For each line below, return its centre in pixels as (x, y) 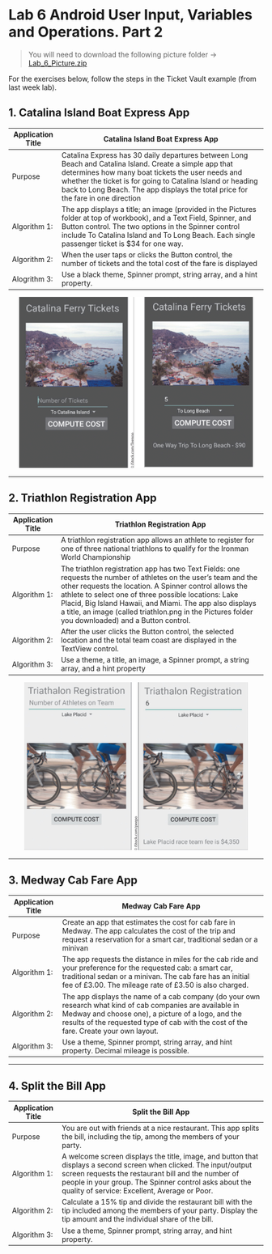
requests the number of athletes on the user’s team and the (159, 577)
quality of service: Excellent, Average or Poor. (138, 1191)
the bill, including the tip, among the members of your (151, 1136)
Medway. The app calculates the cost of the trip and (149, 931)
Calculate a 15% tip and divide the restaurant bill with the (157, 1202)
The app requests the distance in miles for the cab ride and (160, 960)
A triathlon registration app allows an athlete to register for (157, 540)
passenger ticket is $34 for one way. (123, 244)
